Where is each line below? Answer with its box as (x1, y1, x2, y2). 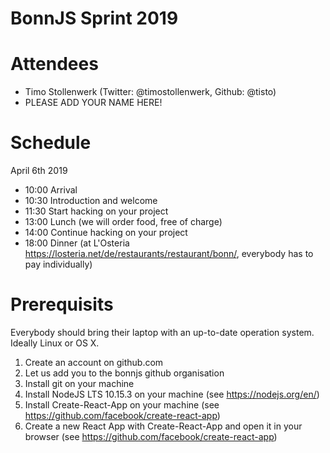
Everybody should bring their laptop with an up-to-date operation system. (10, 327, 315, 338)
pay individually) (24, 258, 93, 271)
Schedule (10, 132, 92, 154)
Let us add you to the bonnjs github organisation (24, 367, 225, 379)
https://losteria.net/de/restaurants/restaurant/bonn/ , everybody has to (24, 248, 314, 260)
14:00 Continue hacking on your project (24, 227, 188, 239)
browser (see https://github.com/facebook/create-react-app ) (24, 431, 278, 442)
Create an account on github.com (24, 357, 164, 368)
